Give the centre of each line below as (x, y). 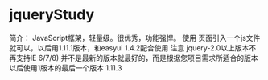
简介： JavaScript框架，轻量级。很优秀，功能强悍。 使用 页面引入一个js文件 (135, 38)
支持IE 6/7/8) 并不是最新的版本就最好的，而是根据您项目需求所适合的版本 (137, 58)
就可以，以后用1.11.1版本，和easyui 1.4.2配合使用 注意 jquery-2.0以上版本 (129, 48)
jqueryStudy (52, 15)
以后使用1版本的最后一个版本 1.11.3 (66, 68)
